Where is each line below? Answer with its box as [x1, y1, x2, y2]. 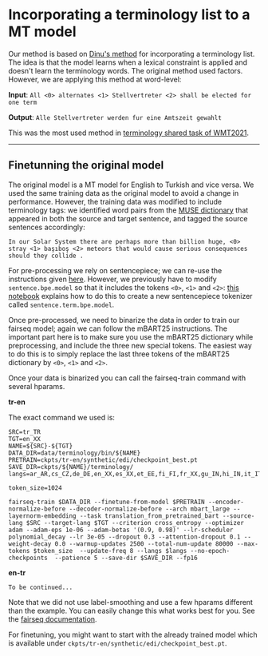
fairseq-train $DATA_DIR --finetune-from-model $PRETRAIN [8, 498, 205, 506]
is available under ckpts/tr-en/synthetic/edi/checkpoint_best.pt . [8, 638, 227, 648]
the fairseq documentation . [8, 614, 97, 624]
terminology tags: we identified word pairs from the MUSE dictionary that [8, 205, 249, 215]
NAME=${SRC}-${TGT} [8, 442, 73, 450]
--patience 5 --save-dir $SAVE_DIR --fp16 [54, 554, 198, 562]
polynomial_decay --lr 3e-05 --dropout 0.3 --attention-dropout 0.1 [8, 533, 241, 541]
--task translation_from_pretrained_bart [79, 511, 219, 520]
